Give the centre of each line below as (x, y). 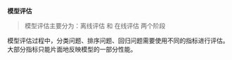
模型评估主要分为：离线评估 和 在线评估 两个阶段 (95, 26)
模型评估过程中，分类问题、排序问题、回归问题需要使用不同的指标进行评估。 (118, 40)
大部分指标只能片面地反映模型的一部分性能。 (72, 49)
